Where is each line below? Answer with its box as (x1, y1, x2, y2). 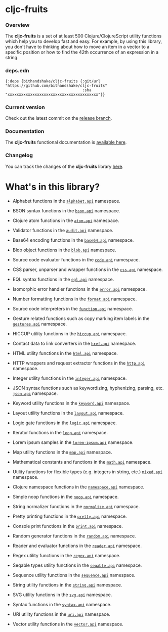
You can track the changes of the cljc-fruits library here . (5, 163, 124, 169)
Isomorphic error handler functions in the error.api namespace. (12, 286, 147, 292)
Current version (5, 104, 45, 111)
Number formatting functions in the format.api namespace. (12, 296, 137, 302)
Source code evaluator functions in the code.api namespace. (12, 256, 140, 262)
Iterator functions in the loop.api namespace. (12, 429, 108, 435)
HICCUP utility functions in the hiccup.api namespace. (12, 330, 127, 337)
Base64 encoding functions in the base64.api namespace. (12, 237, 134, 243)
